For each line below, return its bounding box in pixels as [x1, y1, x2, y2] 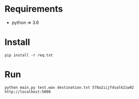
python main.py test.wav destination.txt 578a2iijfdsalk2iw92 [4, 85, 134, 90]
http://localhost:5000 [4, 89, 51, 94]
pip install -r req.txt [4, 53, 53, 58]
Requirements [4, 3, 63, 15]
